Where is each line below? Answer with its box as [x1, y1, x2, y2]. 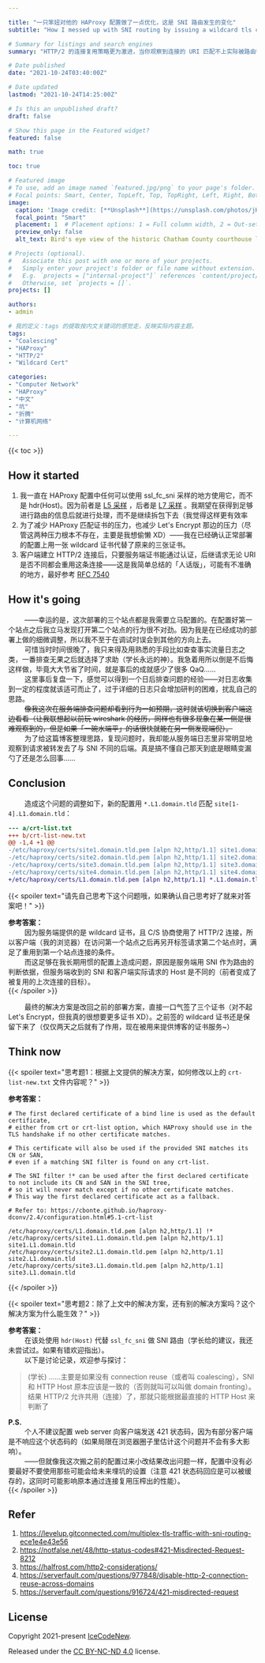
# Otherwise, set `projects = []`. [8, 279, 132, 287]
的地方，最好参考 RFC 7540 [19, 570, 110, 579]
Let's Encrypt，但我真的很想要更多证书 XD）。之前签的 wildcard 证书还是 [8, 1012, 244, 1022]
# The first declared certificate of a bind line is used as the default [8, 1109, 256, 1118]
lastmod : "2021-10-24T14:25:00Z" [8, 91, 118, 99]
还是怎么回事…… [21, 753, 77, 762]
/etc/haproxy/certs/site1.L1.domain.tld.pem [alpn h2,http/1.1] [8, 1234, 224, 1242]
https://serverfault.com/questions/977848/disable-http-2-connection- [19, 1571, 248, 1580]
